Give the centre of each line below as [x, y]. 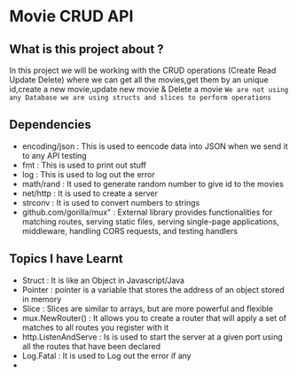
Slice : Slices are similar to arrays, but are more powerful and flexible [147, 309]
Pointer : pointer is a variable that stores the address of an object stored [153, 289]
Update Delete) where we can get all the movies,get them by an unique [139, 80]
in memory [42, 299]
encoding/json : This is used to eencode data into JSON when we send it [155, 146]
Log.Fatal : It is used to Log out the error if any [107, 356]
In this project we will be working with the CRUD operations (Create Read [143, 70]
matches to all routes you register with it [95, 327]
